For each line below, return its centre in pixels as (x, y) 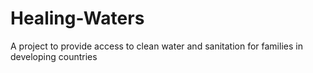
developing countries (54, 56)
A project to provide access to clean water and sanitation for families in (156, 46)
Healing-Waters (77, 18)
